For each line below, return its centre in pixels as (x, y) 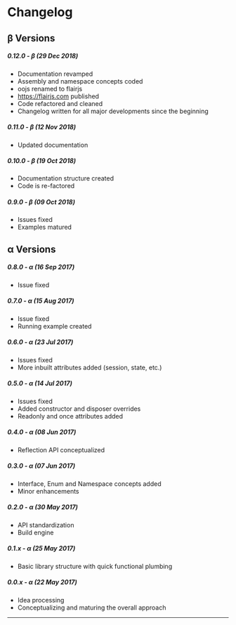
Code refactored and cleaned (60, 103)
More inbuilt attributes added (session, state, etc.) (90, 367)
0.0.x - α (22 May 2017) (42, 582)
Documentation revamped (55, 74)
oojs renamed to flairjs (50, 88)
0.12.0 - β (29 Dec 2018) (43, 56)
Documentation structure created (66, 178)
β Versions (31, 38)
